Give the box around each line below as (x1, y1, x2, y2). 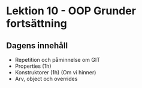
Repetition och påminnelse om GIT (14, 56, 101, 63)
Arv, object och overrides (14, 76, 78, 82)
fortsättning (6, 17, 67, 30)
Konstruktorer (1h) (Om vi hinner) (14, 69, 96, 76)
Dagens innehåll (6, 40, 68, 51)
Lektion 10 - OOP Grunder (6, 4, 137, 18)
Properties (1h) (14, 62, 52, 70)
